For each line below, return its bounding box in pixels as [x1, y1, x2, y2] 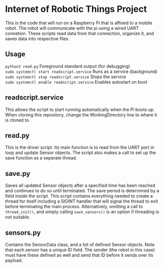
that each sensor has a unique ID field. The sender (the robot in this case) [5, 247, 155, 253]
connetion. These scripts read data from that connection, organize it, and [5, 30, 154, 36]
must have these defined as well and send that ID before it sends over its [5, 252, 154, 258]
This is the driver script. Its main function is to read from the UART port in [5, 145, 155, 151]
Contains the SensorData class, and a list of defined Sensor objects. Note [5, 242, 155, 247]
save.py [5, 169, 31, 178]
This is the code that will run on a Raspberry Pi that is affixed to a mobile [5, 20, 153, 26]
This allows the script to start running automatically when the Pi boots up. [5, 107, 155, 112]
